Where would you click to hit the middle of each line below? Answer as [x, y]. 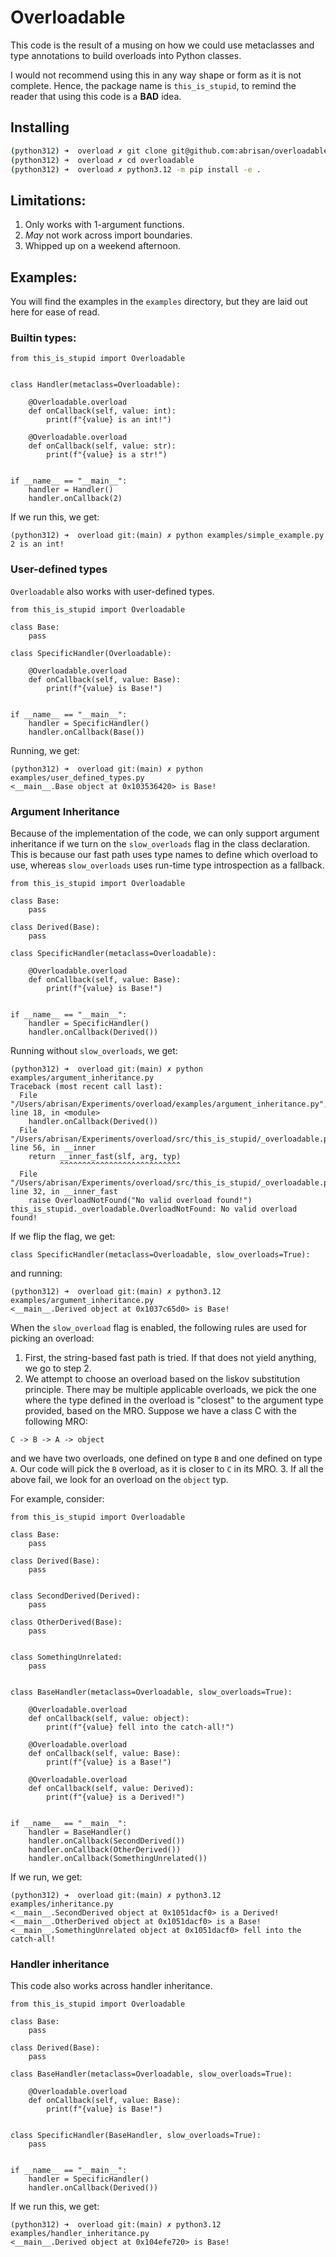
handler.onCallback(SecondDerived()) [107, 1841]
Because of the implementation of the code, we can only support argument [165, 833]
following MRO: [56, 1421]
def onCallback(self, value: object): [109, 1718]
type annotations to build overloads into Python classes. [126, 55]
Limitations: [48, 200]
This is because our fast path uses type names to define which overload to [164, 854]
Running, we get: [45, 750]
